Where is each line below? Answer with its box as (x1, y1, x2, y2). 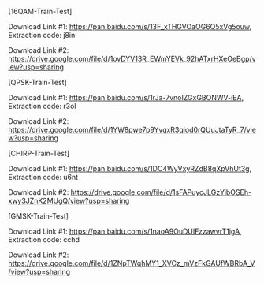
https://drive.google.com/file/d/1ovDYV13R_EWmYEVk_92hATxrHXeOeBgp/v (8, 54, 256, 63)
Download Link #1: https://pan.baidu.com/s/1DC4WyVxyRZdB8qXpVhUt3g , (8, 164, 252, 173)
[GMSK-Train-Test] (8, 211, 69, 220)
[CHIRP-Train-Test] (8, 149, 69, 158)
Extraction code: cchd (8, 235, 80, 244)
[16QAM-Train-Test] (8, 7, 73, 16)
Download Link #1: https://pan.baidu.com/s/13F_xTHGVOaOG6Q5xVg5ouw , (8, 22, 252, 31)
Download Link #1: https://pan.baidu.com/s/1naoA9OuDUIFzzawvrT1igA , (8, 226, 243, 236)
